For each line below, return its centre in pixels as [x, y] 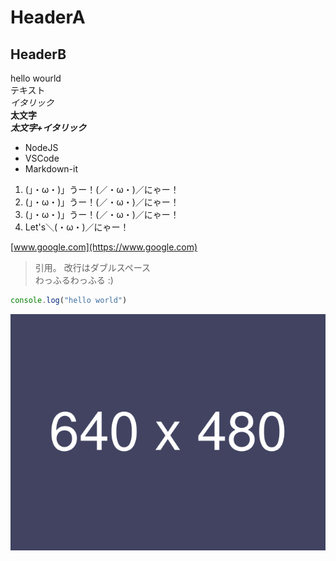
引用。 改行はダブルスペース [93, 267]
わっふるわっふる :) [74, 280]
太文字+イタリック [48, 127]
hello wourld [36, 78]
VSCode [42, 158]
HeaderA [48, 17]
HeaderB [38, 54]
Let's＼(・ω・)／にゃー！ [77, 227]
